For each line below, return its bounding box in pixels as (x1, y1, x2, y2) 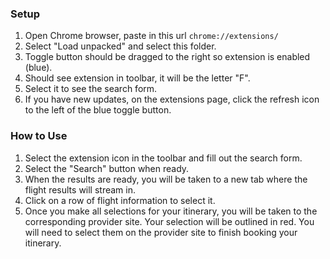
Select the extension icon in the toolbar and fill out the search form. (24, 152, 303, 164)
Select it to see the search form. (24, 83, 158, 95)
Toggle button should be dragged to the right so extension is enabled (24, 51, 311, 63)
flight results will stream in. (24, 183, 137, 196)
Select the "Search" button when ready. (24, 162, 190, 174)
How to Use (10, 129, 68, 143)
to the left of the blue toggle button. (24, 104, 172, 116)
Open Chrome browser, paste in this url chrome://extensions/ (24, 30, 279, 42)
